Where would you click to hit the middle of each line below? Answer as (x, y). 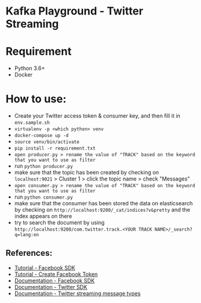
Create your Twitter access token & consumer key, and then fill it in (97, 116)
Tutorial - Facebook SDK (45, 267)
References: (29, 253)
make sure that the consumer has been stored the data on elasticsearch (104, 203)
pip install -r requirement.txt (55, 148)
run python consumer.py (44, 197)
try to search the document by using (59, 223)
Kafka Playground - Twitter (75, 11)
